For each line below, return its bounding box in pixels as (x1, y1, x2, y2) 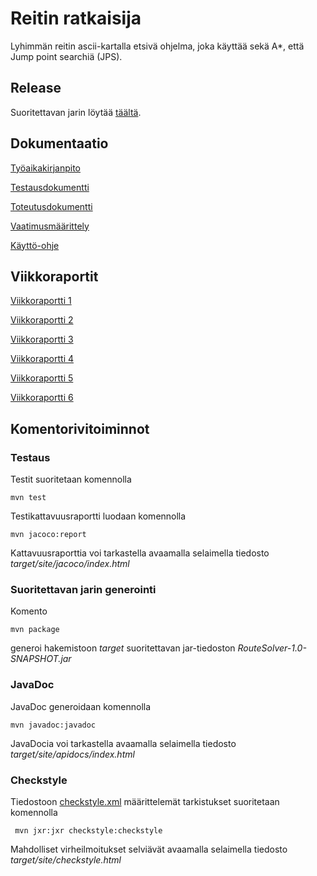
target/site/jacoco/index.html (10, 558, 130, 570)
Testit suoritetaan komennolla (10, 473, 132, 486)
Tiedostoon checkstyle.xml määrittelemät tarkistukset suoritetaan (10, 795, 280, 807)
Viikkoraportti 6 (10, 392, 74, 404)
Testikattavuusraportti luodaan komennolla (10, 510, 187, 522)
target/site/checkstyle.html (10, 853, 122, 866)
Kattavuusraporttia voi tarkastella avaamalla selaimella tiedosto (10, 547, 270, 559)
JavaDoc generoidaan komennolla (10, 700, 152, 712)
